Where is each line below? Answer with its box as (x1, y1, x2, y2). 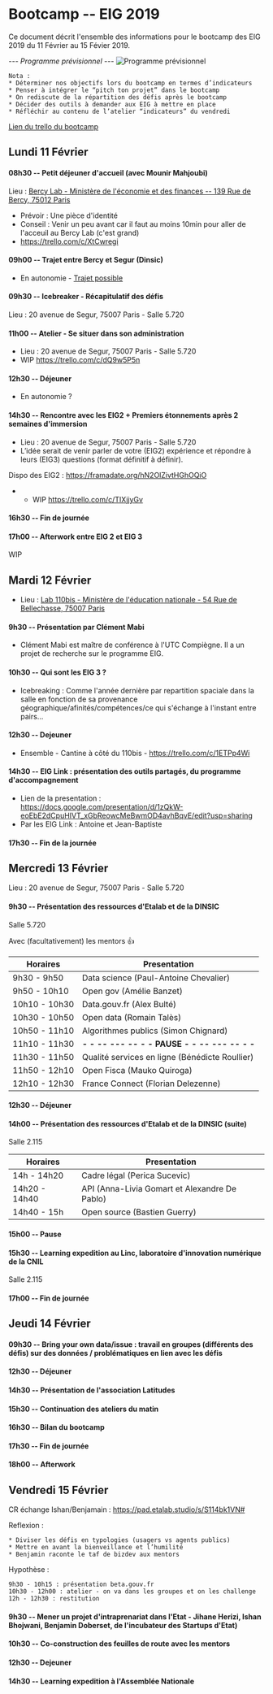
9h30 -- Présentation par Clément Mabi (8, 622, 145, 632)
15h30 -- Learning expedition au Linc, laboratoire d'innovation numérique (8, 1248, 262, 1257)
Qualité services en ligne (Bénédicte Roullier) (81, 1051, 254, 1062)
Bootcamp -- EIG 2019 (8, 5, 160, 24)
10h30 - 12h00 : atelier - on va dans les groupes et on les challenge (8, 1588, 256, 1596)
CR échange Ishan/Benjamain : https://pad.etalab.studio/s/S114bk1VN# (8, 1505, 245, 1514)
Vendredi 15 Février (8, 1483, 109, 1496)
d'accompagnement (8, 775, 79, 785)
